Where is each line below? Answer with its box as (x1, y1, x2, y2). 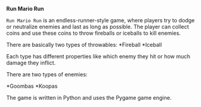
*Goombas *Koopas (6, 82, 58, 90)
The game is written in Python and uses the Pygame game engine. (6, 94, 172, 101)
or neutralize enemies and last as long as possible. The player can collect (6, 23, 189, 30)
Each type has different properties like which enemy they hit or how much (6, 53, 191, 60)
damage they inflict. (6, 60, 56, 66)
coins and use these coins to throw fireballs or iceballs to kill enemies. (6, 29, 181, 37)
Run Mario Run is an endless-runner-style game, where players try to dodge (6, 17, 195, 23)
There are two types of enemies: (6, 71, 88, 78)
